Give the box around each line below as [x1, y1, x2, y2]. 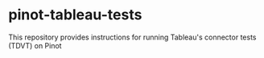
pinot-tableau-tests [8, 6, 142, 24]
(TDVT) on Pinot [8, 40, 62, 50]
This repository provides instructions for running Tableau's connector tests [8, 32, 257, 42]
